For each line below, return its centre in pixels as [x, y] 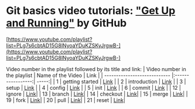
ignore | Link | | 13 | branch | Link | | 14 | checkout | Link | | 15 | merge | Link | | [97, 94]
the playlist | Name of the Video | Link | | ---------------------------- [88, 75]
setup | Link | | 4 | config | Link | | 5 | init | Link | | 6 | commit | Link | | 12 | [94, 87]
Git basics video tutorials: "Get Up [91, 11]
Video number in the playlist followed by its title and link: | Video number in [96, 69]
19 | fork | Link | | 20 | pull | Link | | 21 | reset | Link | [66, 100]
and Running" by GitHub [66, 23]
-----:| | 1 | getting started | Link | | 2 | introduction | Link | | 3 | [111, 81]
